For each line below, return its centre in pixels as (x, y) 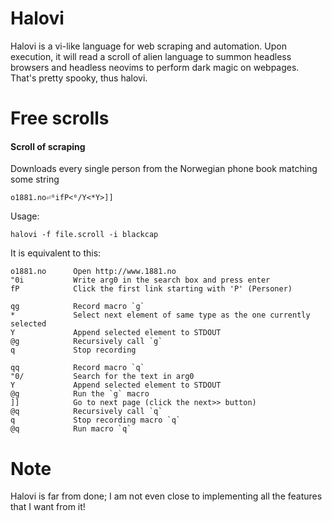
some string (35, 179)
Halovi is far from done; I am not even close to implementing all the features (166, 496)
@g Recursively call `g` (86, 342)
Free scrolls (60, 118)
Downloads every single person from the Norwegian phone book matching (164, 169)
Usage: (25, 216)
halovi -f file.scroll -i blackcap (84, 235)
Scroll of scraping (48, 146)
